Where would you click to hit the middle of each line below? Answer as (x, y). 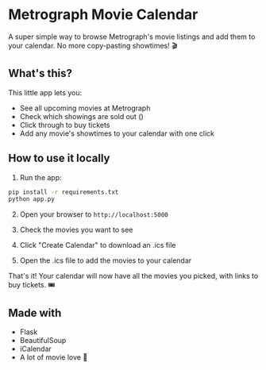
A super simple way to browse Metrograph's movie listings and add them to (132, 37)
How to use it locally (59, 158)
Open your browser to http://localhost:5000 (94, 214)
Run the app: (40, 177)
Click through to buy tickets (65, 125)
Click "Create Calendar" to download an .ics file (98, 245)
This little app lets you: (45, 92)
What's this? (40, 73)
